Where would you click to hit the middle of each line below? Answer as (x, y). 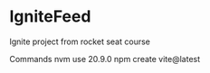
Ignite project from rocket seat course (80, 41)
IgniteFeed (50, 17)
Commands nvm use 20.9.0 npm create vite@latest (105, 59)
